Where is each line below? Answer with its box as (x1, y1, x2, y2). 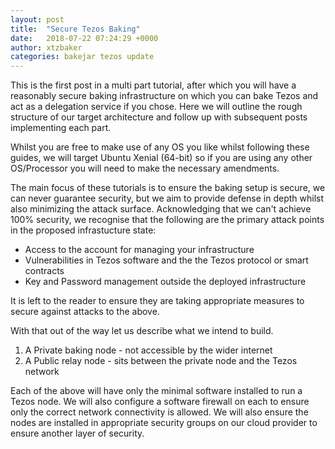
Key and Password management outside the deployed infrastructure (24, 276, 307, 288)
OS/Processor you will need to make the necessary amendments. (10, 162, 280, 175)
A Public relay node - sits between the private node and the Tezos (24, 355, 298, 367)
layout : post (10, 14, 65, 25)
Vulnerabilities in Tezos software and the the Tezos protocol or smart (24, 254, 309, 266)
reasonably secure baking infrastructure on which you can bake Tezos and (10, 90, 319, 102)
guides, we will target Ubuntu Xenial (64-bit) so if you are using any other (10, 152, 313, 164)
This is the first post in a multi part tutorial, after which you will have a (10, 79, 297, 91)
